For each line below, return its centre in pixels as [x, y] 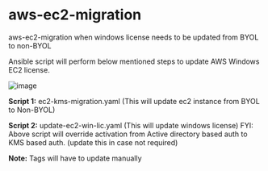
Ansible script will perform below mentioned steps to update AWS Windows [134, 61]
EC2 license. [29, 69]
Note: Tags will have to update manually [75, 158]
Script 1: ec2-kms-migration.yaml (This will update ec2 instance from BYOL [134, 101]
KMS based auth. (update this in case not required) [93, 142]
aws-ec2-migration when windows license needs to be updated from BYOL [134, 37]
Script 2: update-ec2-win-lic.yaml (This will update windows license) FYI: [131, 125]
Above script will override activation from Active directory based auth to [128, 134]
